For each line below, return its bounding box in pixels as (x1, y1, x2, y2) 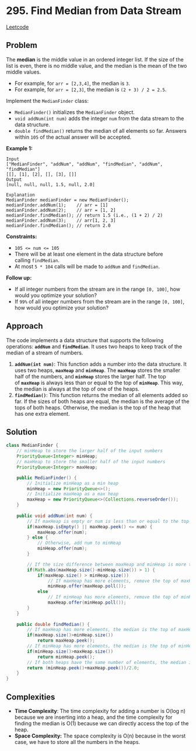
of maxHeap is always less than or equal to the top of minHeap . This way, (14, 379, 184, 386)
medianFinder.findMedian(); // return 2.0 (6, 222, 111, 229)
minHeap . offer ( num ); (37, 546, 87, 552)
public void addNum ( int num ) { (16, 513, 93, 519)
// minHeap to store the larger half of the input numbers (16, 448, 163, 454)
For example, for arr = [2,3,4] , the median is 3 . (14, 80, 130, 87)
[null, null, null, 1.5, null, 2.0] (6, 181, 95, 188)
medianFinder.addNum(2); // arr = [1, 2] (6, 207, 116, 213)
